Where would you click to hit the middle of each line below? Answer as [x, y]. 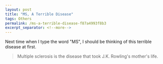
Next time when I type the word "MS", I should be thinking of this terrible [79, 42]
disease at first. [21, 47]
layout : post [18, 10]
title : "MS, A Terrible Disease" [39, 14]
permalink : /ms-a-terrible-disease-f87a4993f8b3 [56, 23]
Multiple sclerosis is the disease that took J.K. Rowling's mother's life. [88, 56]
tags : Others [18, 19]
